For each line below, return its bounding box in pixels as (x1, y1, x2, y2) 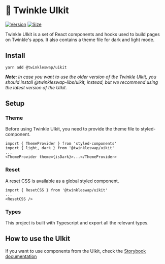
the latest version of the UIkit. (5, 84, 67, 90)
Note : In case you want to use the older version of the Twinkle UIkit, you (5, 74, 156, 80)
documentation (5, 253, 37, 259)
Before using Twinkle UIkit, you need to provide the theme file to (5, 126, 140, 132)
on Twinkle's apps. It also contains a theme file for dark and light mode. (5, 37, 155, 43)
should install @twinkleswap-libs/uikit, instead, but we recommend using (5, 79, 158, 85)
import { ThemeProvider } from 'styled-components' (5, 141, 117, 146)
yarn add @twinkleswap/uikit (5, 64, 67, 70)
